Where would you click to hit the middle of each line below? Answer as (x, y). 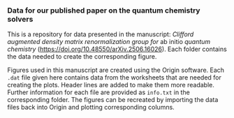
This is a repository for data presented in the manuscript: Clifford (101, 34)
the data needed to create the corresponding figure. (82, 57)
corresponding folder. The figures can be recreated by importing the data (113, 100)
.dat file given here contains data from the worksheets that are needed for (115, 78)
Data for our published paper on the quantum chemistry (104, 10)
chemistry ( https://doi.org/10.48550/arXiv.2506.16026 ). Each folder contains (117, 49)
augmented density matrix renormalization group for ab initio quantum (109, 42)
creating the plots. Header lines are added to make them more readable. (111, 85)
